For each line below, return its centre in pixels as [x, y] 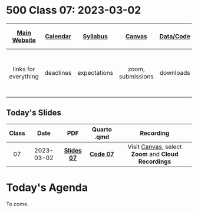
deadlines [58, 72]
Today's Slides [34, 113]
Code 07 [102, 154]
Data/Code [175, 36]
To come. [18, 204]
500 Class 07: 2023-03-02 [74, 10]
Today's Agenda [47, 188]
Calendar [58, 36]
